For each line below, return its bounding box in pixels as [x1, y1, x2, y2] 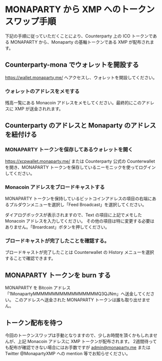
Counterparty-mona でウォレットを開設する [5, 61, 139, 69]
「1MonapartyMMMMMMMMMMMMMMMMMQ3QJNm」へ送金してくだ [5, 291, 150, 297]
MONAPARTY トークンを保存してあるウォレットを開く [5, 146, 133, 153]
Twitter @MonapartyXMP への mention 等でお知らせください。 [5, 350, 130, 356]
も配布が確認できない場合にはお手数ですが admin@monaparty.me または [5, 345, 151, 350]
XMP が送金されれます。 [14, 106, 64, 112]
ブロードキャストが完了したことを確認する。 [5, 237, 110, 244]
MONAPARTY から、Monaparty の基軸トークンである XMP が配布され [10, 39, 150, 45]
